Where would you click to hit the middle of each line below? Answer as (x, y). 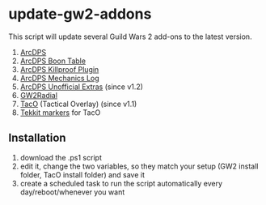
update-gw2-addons (80, 14)
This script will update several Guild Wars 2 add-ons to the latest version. (130, 36)
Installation (37, 138)
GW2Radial (39, 95)
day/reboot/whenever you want (72, 192)
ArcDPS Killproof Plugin (59, 69)
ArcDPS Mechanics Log (59, 78)
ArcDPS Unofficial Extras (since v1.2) (82, 87)
